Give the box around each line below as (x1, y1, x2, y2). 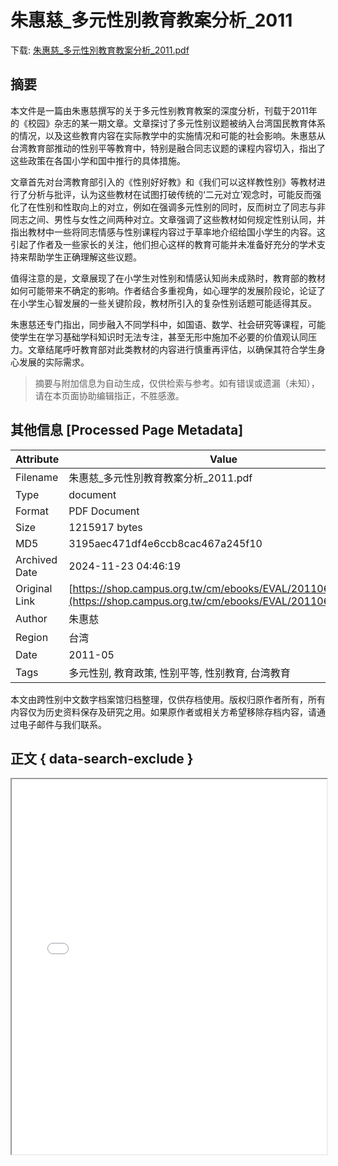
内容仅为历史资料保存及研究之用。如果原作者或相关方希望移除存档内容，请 (10, 706, 317, 718)
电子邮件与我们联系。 (18, 718, 107, 730)
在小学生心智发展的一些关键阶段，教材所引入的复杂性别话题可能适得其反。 (10, 297, 317, 309)
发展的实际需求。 (18, 356, 90, 368)
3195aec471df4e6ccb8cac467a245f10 (68, 536, 263, 550)
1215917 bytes (68, 520, 143, 534)
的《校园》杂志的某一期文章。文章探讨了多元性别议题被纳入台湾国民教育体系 (10, 117, 326, 129)
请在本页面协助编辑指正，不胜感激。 (34, 389, 185, 401)
